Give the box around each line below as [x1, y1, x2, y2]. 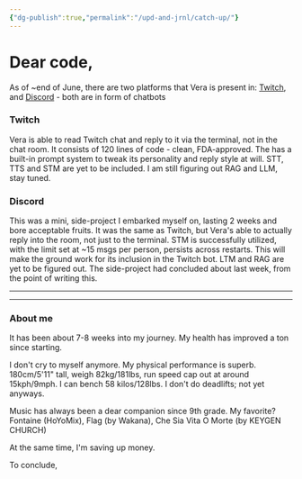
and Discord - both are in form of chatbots [9, 91, 166, 102]
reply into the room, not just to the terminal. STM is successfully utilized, [9, 235, 277, 246]
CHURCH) [9, 425, 47, 436]
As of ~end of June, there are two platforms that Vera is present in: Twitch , [9, 82, 287, 93]
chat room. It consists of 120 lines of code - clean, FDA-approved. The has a [9, 143, 292, 154]
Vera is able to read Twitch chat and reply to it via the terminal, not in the [9, 134, 279, 145]
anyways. [9, 388, 45, 399]
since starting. [9, 342, 63, 353]
